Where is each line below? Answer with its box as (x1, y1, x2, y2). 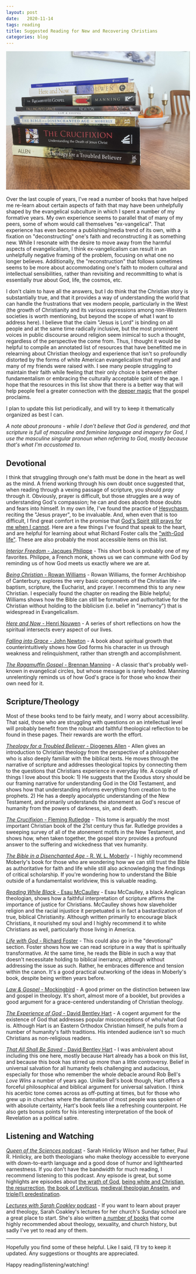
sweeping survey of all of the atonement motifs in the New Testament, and (6, 828, 185, 835)
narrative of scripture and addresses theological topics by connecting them (6, 761, 187, 768)
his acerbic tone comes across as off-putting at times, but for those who (6, 1089, 180, 1097)
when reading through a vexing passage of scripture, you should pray (6, 486, 174, 493)
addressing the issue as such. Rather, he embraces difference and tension (6, 962, 185, 969)
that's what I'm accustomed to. (6, 441, 82, 448)
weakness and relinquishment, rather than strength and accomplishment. (6, 650, 182, 657)
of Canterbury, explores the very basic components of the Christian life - (6, 577, 181, 584)
